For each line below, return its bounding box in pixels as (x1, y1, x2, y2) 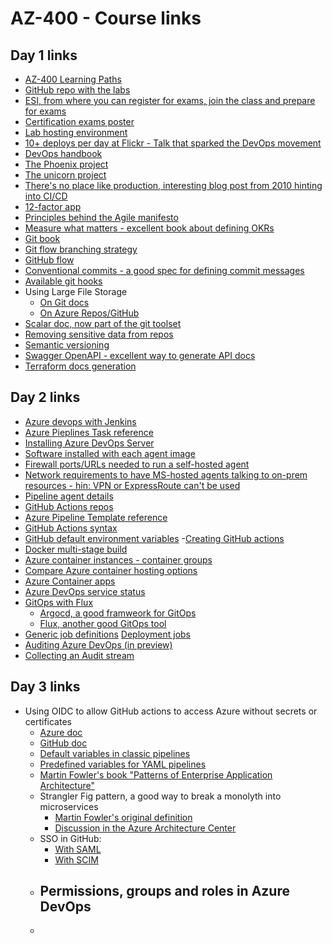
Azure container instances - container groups (24, 553, 213, 566)
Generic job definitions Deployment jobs (24, 628, 191, 640)
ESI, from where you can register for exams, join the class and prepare (24, 95, 316, 106)
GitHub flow (24, 254, 75, 266)
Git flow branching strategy (24, 243, 138, 255)
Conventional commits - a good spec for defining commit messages (24, 265, 305, 276)
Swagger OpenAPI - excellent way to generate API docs (24, 350, 256, 361)
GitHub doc (39, 737, 88, 749)
